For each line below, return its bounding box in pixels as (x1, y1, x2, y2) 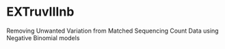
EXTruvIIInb (6, 4, 75, 20)
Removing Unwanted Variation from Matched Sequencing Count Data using (6, 27, 220, 35)
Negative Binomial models (6, 33, 80, 42)
